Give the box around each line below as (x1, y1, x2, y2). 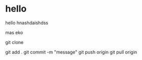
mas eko (5, 29, 23, 35)
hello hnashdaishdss (5, 20, 48, 26)
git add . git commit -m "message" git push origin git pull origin (5, 49, 137, 55)
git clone (5, 39, 24, 45)
